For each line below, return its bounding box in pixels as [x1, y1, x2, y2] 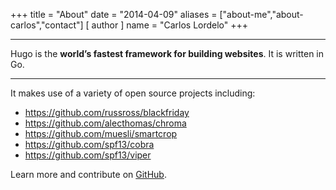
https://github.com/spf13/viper [24, 149, 152, 161]
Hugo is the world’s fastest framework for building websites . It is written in [10, 48, 324, 59]
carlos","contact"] [10, 19, 84, 31]
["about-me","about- [219, 9, 304, 20]
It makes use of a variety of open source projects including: [10, 87, 256, 99]
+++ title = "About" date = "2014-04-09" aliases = [10, 9, 218, 20]
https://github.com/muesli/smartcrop [24, 128, 178, 139]
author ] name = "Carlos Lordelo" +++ [91, 19, 249, 31]
